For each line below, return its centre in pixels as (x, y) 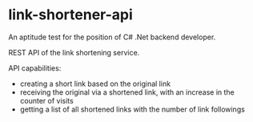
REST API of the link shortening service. (74, 52)
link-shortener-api (71, 15)
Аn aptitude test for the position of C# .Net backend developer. (112, 37)
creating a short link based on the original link (95, 83)
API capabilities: (35, 68)
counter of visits (46, 100)
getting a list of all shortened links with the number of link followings (133, 109)
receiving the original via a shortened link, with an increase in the (127, 92)
